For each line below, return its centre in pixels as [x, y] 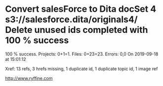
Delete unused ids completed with [77, 30]
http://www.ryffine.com [29, 78]
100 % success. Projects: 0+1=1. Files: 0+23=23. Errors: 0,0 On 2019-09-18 [82, 54]
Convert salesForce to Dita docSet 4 [81, 9]
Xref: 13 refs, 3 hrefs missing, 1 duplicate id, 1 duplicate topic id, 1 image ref [81, 69]
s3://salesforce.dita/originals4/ [71, 19]
